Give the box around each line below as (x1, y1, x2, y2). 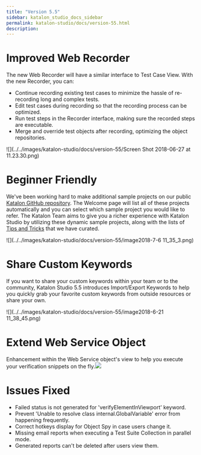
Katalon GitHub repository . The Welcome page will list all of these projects (6, 200, 190, 207)
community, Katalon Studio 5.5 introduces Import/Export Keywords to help (6, 284, 190, 292)
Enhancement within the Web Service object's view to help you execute (6, 356, 184, 362)
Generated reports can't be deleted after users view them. (14, 442, 159, 449)
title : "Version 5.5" (6, 8, 61, 15)
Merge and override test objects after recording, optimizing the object (14, 127, 188, 135)
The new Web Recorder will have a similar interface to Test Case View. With (6, 72, 193, 79)
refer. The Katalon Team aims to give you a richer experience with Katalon (6, 212, 189, 219)
